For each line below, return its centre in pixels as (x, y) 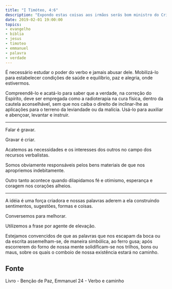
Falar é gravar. (20, 130)
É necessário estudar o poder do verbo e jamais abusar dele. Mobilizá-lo (82, 72)
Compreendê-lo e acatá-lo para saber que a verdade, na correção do (79, 93)
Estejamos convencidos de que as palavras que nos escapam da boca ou (83, 236)
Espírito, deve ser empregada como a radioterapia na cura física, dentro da (84, 99)
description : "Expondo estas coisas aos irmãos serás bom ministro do (82, 15)
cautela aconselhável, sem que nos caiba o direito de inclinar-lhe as (77, 104)
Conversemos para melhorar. (36, 216)
